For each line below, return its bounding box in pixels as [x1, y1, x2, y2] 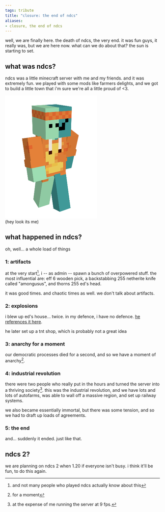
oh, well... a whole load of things [5, 246, 71, 252]
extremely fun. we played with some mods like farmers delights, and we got [5, 81, 158, 86]
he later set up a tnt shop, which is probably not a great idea [5, 328, 127, 334]
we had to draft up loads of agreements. [5, 412, 87, 418]
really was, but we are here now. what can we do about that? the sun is [5, 43, 149, 49]
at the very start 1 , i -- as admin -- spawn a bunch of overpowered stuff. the [5, 269, 157, 276]
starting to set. [5, 48, 35, 54]
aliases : [5, 18, 23, 23]
